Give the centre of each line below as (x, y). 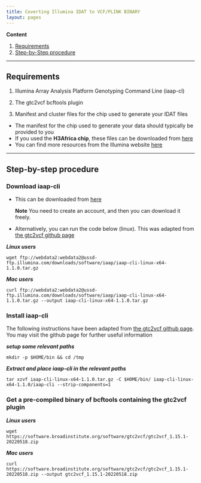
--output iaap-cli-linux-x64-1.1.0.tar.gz (95, 301)
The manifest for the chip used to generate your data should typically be (104, 126)
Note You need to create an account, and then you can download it (98, 211)
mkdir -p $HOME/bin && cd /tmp (45, 357)
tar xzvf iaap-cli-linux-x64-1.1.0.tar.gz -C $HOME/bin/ (79, 380)
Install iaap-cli (28, 316)
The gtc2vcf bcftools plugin (49, 103)
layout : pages (24, 17)
